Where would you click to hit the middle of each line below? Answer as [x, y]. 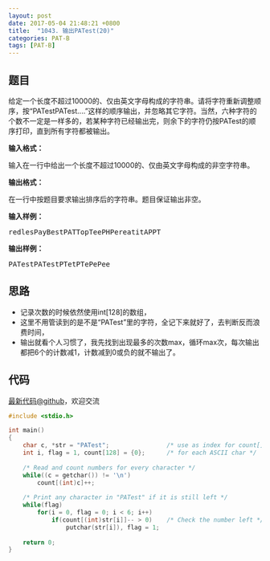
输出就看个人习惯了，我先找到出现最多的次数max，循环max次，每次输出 [139, 342]
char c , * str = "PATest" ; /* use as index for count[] [143, 445]
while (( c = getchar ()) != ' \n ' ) [77, 475]
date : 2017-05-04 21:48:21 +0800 [64, 23]
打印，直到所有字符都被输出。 [64, 131]
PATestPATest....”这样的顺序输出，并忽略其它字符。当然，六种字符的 [145, 111]
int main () [27, 430]
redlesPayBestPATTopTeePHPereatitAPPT [85, 232]
